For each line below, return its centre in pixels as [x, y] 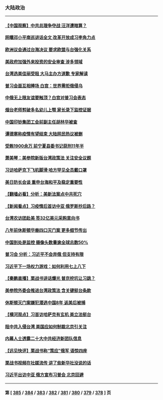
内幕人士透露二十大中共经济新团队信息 [43, 339]
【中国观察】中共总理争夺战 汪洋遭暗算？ [46, 25]
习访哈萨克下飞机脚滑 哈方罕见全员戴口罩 [46, 170]
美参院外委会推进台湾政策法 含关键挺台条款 [48, 290]
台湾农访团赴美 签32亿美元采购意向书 [42, 218]
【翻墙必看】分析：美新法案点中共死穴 [43, 194]
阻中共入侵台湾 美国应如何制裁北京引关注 [46, 327]
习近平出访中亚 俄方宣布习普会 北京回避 [44, 375]
